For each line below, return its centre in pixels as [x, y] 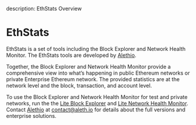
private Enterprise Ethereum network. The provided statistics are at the [93, 79]
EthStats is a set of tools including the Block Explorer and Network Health [96, 49]
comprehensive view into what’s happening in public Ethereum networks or [98, 73]
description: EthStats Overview [44, 9]
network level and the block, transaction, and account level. [79, 85]
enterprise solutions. [31, 116]
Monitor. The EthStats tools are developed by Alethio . [71, 55]
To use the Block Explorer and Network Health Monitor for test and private [97, 97]
